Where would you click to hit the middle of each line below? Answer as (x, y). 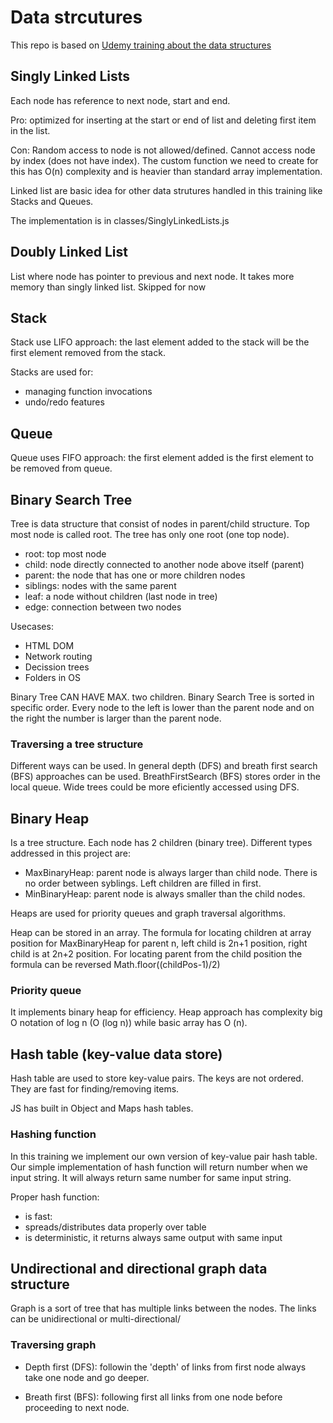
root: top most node (65, 554)
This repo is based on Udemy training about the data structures (141, 45)
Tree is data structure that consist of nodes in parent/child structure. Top (160, 524)
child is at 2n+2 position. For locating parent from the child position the (156, 954)
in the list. (30, 130)
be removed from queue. (61, 468)
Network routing (58, 656)
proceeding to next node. (77, 1407)
